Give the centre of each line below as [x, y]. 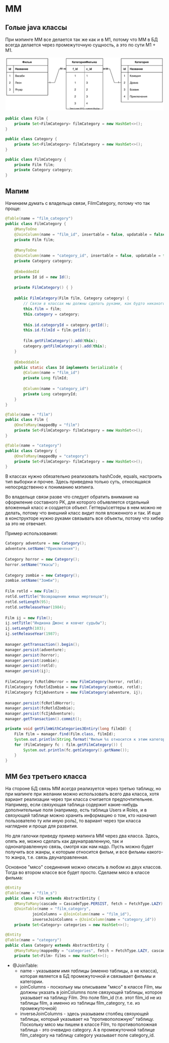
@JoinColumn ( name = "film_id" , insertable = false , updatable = [83, 234]
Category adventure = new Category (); [46, 543]
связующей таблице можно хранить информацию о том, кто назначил [81, 815]
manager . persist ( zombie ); [32, 661]
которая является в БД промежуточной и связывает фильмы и [88, 976]
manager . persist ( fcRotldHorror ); [40, 703]
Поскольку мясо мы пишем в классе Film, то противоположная [88, 1024]
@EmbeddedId [27, 271]
